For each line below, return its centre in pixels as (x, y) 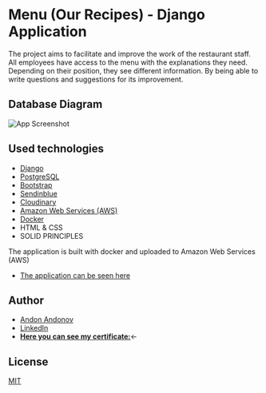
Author (26, 300)
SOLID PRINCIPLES (52, 236)
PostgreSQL (40, 177)
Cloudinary (38, 202)
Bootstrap (36, 185)
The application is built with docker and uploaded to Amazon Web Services (132, 251)
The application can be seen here (75, 275)
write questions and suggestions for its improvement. (96, 79)
